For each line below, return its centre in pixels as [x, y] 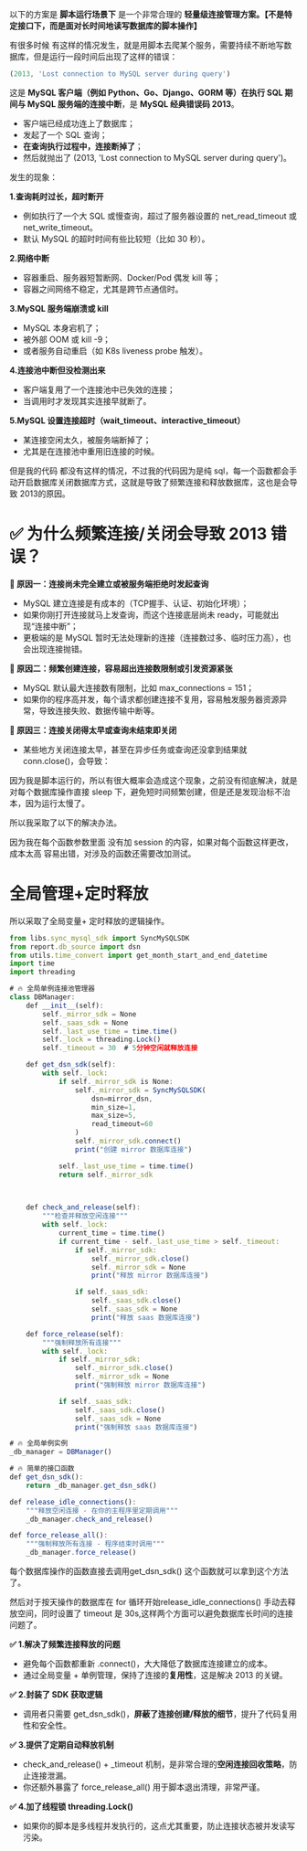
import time [32, 963]
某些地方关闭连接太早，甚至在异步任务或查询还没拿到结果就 [135, 750]
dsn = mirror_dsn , [122, 1099]
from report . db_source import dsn [75, 947]
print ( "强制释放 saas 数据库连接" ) [136, 1427]
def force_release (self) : [75, 1334]
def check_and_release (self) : [84, 1207]
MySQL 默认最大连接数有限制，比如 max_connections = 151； [138, 687]
